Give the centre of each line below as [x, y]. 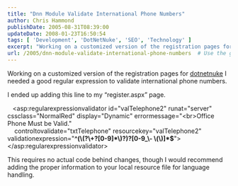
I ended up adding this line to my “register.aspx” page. [87, 94]
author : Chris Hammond [41, 21]
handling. [21, 175]
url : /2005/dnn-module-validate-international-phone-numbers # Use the [117, 54]
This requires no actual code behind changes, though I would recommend [115, 159]
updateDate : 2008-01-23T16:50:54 [57, 34]
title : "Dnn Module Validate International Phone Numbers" [96, 14]
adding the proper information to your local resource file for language [109, 167]
